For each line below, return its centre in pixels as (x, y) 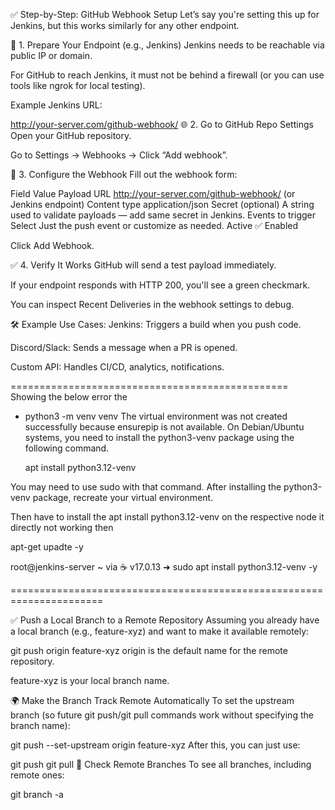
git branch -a (37, 794)
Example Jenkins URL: (56, 105)
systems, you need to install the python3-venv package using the (159, 437)
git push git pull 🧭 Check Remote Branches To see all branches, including (161, 764)
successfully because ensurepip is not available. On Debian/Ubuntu (164, 427)
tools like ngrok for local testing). (78, 85)
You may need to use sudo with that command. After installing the (146, 487)
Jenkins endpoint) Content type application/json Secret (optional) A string (162, 204)
